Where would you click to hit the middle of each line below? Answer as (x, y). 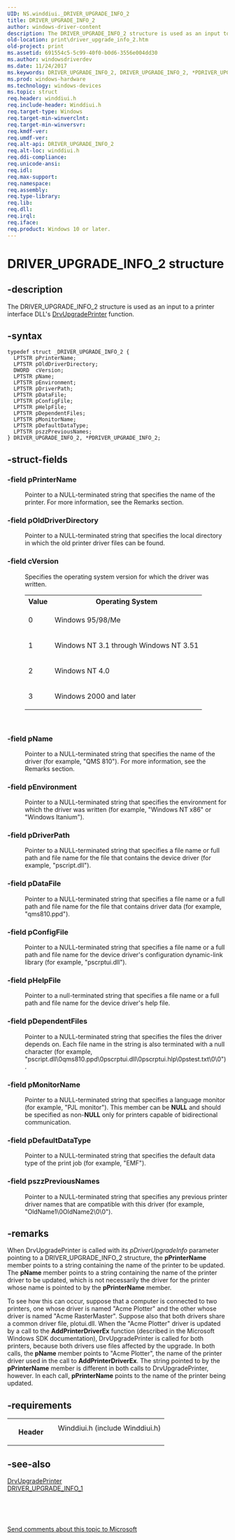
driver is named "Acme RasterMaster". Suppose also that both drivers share (116, 1316)
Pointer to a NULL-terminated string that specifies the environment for (126, 802)
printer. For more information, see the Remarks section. (104, 502)
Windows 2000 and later (95, 696)
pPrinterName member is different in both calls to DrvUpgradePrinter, (108, 1368)
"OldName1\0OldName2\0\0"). (69, 1212)
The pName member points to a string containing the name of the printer (112, 1273)
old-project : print (36, 46)
